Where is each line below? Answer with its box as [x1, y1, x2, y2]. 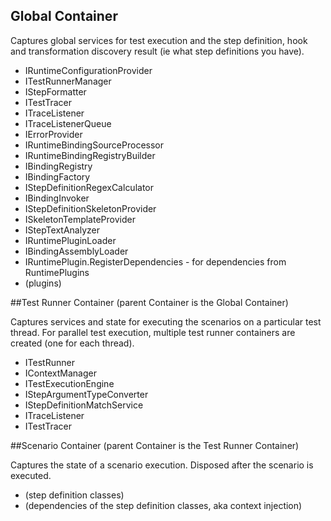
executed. [10, 469, 52, 481]
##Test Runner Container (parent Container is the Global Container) [10, 296, 289, 308]
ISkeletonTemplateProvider [24, 213, 136, 225]
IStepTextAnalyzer [24, 224, 100, 236]
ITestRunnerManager [24, 75, 112, 87]
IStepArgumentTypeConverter [24, 388, 149, 400]
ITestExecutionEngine [24, 377, 115, 389]
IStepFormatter [24, 85, 87, 98]
